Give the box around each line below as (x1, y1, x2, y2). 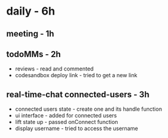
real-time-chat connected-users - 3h (6, 89, 150, 100)
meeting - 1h (6, 29, 55, 39)
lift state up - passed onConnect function (15, 119, 118, 126)
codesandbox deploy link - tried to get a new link (15, 72, 138, 79)
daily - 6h (6, 4, 56, 18)
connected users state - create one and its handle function (15, 105, 163, 113)
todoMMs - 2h (6, 49, 61, 59)
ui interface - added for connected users (15, 112, 117, 119)
